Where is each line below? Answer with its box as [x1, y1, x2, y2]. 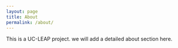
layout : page [6, 8, 38, 15]
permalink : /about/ [6, 19, 54, 25]
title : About [6, 14, 38, 20]
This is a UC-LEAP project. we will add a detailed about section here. [6, 36, 173, 43]
